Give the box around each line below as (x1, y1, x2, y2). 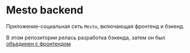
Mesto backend (6, 3, 84, 17)
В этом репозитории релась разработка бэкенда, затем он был (6, 34, 165, 41)
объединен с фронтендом (6, 40, 72, 47)
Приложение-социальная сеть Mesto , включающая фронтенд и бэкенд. (6, 23, 185, 30)
